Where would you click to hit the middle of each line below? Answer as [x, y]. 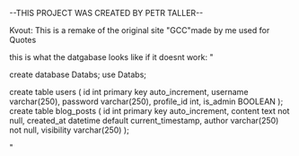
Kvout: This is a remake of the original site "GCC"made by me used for [140, 30]
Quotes [23, 40]
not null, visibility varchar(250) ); [70, 130]
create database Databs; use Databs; [78, 74]
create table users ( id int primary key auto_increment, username [129, 92]
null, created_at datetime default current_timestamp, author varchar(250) [144, 121]
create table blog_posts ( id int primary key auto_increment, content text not [149, 111]
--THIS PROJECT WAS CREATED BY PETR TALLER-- [106, 13]
